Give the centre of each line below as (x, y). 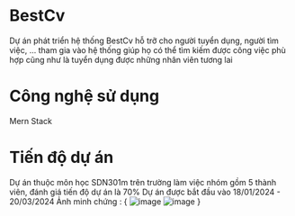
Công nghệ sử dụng (85, 96)
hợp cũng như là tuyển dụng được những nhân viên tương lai (121, 59)
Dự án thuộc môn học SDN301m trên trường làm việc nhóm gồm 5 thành (143, 182)
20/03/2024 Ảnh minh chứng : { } (105, 201)
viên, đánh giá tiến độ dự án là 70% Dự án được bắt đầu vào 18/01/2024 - (145, 192)
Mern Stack (31, 121)
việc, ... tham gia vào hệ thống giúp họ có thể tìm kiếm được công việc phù (147, 49)
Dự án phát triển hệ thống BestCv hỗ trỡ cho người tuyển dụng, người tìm (144, 40)
